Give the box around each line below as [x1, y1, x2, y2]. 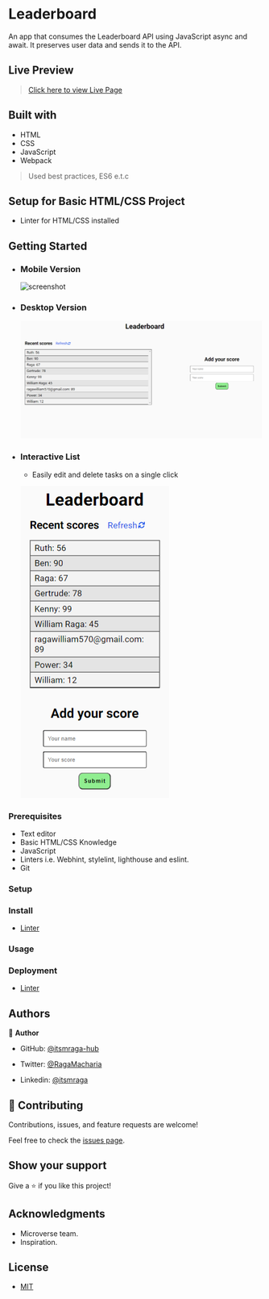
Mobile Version [19, 263, 81, 274]
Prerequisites [8, 810, 62, 821]
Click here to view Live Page [27, 85, 122, 94]
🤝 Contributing [8, 1098, 84, 1112]
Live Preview [8, 64, 74, 77]
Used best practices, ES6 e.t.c [27, 171, 129, 181]
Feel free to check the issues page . [8, 1135, 125, 1146]
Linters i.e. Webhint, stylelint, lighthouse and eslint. [19, 854, 189, 864]
